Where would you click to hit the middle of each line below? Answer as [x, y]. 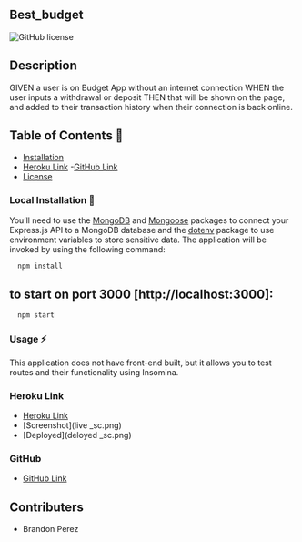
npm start [36, 315]
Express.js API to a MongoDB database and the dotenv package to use [142, 230]
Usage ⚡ [28, 339]
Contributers [47, 507]
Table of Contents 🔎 [66, 136]
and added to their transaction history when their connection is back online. [151, 107]
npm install [40, 266]
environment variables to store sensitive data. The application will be [138, 240]
